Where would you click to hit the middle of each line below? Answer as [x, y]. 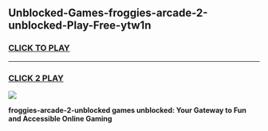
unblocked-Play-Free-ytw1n [80, 26]
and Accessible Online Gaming [60, 118]
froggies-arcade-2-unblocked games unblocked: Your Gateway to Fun [128, 110]
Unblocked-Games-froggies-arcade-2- [108, 13]
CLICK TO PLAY [39, 48]
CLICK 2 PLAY [36, 78]
